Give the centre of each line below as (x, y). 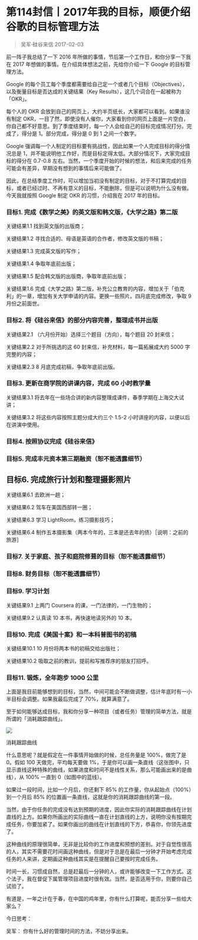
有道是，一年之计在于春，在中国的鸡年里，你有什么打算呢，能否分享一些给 (96, 899)
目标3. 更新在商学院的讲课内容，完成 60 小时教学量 (79, 383)
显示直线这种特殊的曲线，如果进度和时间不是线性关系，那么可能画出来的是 (96, 770)
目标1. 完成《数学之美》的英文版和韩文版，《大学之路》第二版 (92, 212)
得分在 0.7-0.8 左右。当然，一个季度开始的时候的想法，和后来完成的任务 (104, 160)
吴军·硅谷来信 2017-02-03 (52, 44)
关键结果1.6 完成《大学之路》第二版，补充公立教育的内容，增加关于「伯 (93, 289)
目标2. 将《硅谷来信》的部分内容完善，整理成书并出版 (82, 320)
